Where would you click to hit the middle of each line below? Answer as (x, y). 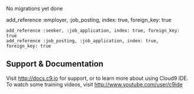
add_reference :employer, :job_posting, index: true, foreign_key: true (89, 20)
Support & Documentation (55, 64)
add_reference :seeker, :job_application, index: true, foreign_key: (93, 31)
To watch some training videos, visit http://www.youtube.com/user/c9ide (94, 84)
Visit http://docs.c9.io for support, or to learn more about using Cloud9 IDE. (97, 78)
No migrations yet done (34, 9)
